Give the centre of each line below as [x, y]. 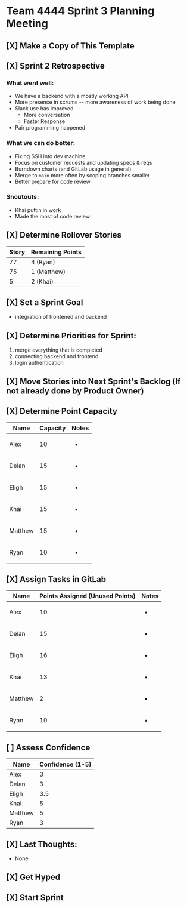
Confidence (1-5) [66, 764]
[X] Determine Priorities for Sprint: [71, 336]
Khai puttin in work [38, 210]
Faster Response [44, 121]
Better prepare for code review [52, 181]
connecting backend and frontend [57, 356]
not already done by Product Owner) [75, 391]
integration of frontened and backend [61, 317]
